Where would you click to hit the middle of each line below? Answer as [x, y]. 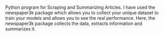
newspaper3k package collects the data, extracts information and [74, 23]
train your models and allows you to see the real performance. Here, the [80, 18]
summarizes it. [20, 29]
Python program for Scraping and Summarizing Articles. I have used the [80, 7]
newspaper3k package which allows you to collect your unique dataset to [82, 13]
